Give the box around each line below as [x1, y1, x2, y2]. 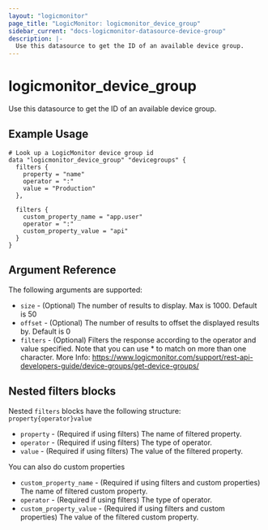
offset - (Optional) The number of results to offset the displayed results [19, 317, 260, 327]
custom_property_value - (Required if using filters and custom [19, 503, 225, 513]
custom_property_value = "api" [23, 226, 129, 235]
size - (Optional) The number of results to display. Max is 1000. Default [19, 300, 257, 310]
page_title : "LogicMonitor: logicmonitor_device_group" [8, 19, 201, 28]
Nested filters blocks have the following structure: [8, 406, 181, 416]
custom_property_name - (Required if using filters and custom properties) [19, 477, 261, 487]
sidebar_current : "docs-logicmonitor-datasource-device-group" [8, 27, 227, 35]
